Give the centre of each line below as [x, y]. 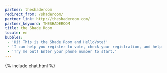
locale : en [16, 33]
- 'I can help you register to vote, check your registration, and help [85, 47]
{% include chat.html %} [30, 66]
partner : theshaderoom [28, 10]
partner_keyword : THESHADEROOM [37, 24]
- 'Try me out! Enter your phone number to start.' [62, 51]
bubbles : [14, 38]
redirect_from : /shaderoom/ [34, 14]
